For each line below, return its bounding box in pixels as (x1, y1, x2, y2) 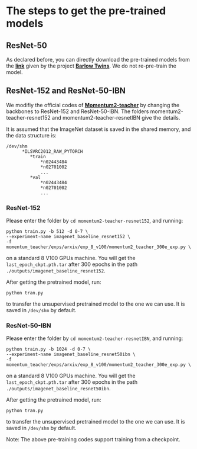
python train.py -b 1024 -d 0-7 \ (6, 347, 91, 352)
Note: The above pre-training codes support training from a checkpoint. (6, 436, 181, 443)
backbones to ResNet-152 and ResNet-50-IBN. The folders (6, 108, 149, 115)
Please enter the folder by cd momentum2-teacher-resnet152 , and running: (6, 217, 183, 224)
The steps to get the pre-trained (6, 4, 166, 18)
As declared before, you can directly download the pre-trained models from (6, 56, 191, 63)
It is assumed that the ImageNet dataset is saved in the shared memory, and (6, 126, 191, 133)
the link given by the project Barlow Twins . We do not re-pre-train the (6, 62, 177, 69)
